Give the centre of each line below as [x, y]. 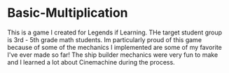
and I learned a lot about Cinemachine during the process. [91, 62]
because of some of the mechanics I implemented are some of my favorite [115, 47]
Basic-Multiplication [68, 13]
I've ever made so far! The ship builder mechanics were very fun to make [113, 55]
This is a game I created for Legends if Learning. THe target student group [115, 32]
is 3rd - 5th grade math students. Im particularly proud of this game [104, 39]
